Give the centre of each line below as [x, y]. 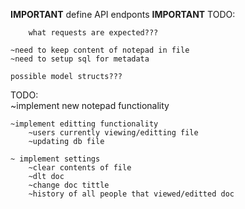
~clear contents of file [80, 168]
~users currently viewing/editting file [113, 133]
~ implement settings [55, 159]
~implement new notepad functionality [90, 105]
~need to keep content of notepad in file [100, 50]
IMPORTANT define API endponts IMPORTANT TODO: [123, 14]
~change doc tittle [69, 185]
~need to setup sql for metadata [80, 59]
